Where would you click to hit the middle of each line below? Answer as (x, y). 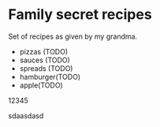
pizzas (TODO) (44, 51)
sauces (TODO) (45, 60)
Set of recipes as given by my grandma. (73, 36)
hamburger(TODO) (50, 77)
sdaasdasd (26, 115)
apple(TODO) (41, 85)
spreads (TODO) (46, 68)
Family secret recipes (80, 15)
